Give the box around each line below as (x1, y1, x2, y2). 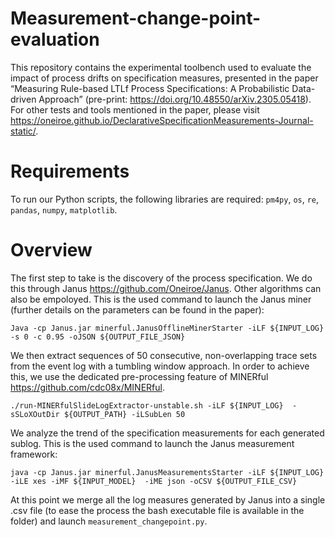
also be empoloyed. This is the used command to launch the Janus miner (10, 293, 312, 305)
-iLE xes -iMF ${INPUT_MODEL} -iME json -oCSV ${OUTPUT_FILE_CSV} (10, 476, 298, 486)
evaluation (10, 28, 100, 51)
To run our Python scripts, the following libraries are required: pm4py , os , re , (10, 193, 320, 205)
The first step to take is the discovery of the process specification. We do (10, 272, 313, 284)
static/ (10, 125, 37, 137)
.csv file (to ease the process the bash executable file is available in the (10, 504, 305, 516)
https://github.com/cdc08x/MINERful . (10, 381, 165, 393)
